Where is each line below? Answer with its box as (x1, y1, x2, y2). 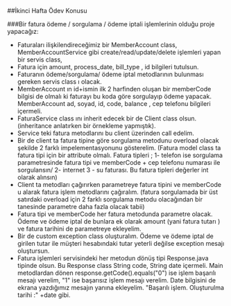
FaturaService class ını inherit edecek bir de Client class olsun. (17, 114, 197, 123)
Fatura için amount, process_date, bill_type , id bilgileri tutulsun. (17, 63, 199, 71)
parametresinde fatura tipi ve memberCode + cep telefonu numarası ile (17, 159, 221, 166)
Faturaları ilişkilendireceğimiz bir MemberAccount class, (17, 41, 178, 48)
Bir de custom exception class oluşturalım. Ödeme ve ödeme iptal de (17, 232, 214, 240)
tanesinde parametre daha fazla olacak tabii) (17, 203, 145, 210)
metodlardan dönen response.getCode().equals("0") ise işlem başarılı (17, 269, 216, 277)
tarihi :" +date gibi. (17, 291, 71, 299)
